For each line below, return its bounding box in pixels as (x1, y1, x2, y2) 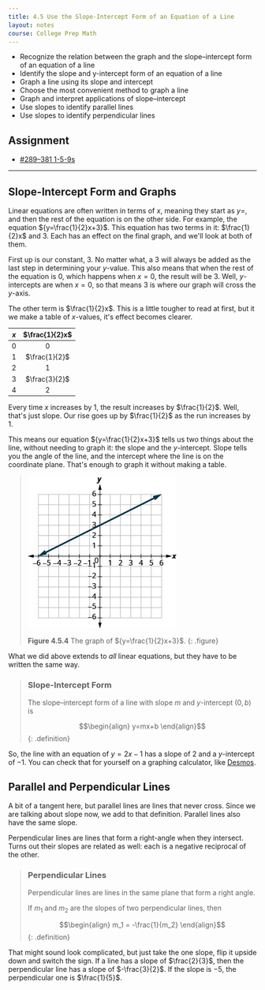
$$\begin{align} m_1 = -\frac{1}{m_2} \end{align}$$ (58, 920, 226, 930)
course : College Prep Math (8, 29, 97, 37)
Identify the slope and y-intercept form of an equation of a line (19, 69, 222, 78)
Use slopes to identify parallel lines (19, 103, 134, 112)
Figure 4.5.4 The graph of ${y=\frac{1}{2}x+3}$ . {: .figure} (27, 636, 219, 646)
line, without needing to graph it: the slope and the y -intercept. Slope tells (8, 443, 248, 453)
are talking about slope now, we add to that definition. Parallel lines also (8, 810, 241, 819)
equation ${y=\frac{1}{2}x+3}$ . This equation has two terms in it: (8, 223, 220, 232)
